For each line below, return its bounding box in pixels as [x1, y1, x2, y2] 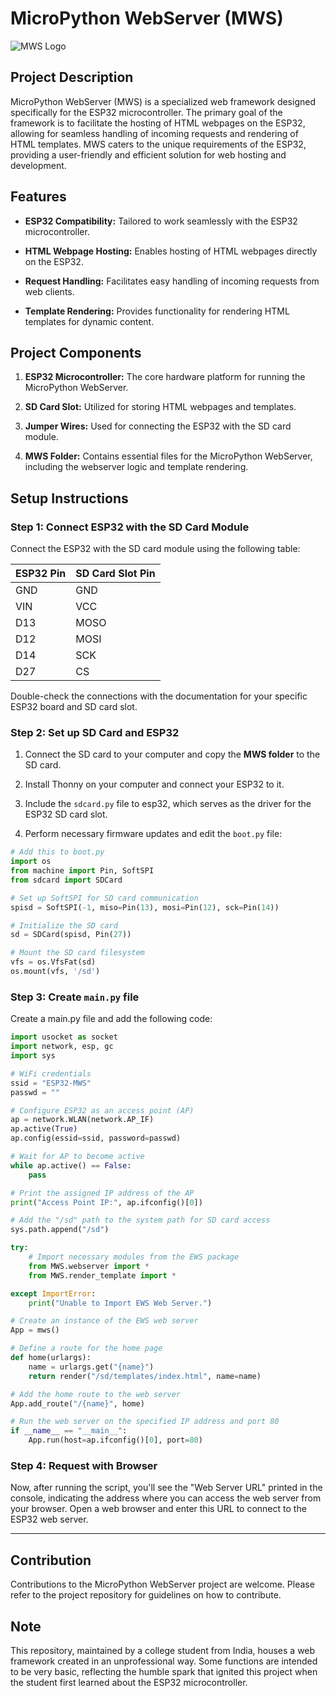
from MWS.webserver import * [28, 1261, 150, 1271]
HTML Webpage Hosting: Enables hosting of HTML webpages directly [24, 245, 318, 257]
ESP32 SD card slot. [24, 808, 108, 821]
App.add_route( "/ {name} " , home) [10, 1398, 145, 1409]
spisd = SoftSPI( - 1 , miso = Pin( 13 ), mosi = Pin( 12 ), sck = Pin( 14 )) [10, 902, 280, 912]
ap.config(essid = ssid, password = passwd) [10, 1133, 182, 1144]
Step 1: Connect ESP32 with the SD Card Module [10, 520, 250, 534]
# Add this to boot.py [10, 847, 105, 857]
